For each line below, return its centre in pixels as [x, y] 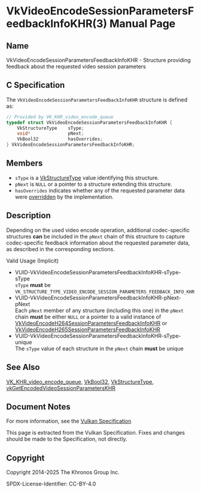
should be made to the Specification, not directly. [67, 439]
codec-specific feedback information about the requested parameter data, [98, 243]
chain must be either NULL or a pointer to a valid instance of [88, 317]
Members [25, 164]
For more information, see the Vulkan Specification [69, 421]
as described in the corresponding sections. [60, 249]
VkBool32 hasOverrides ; [60, 139]
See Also [23, 367]
